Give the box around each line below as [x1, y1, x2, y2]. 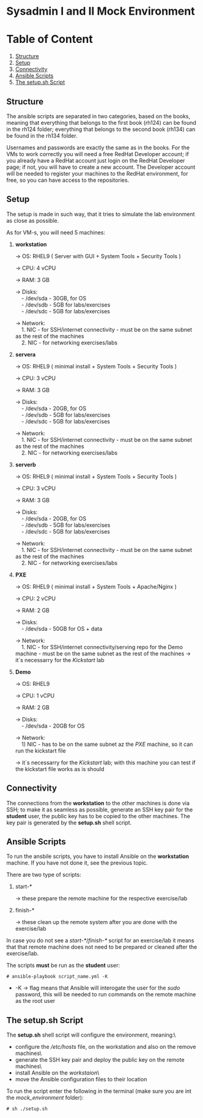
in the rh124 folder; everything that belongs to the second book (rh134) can [6, 125, 196, 133]
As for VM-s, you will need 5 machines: [6, 228, 106, 236]
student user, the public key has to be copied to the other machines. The [6, 812, 191, 819]
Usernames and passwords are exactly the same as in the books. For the [6, 144, 190, 151]
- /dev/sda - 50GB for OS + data [21, 625, 103, 632]
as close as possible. [6, 217, 59, 224]
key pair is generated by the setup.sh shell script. [6, 819, 132, 826]
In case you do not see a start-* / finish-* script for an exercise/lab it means [6, 937, 194, 944]
